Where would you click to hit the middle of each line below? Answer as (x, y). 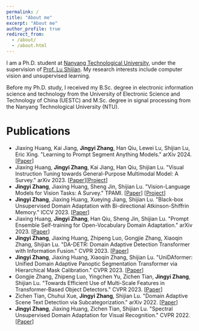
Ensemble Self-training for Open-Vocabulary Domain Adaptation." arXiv (104, 225)
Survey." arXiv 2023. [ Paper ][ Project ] (61, 180)
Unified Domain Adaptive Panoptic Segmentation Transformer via (96, 263)
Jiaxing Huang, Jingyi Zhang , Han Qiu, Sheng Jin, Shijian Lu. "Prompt (102, 218)
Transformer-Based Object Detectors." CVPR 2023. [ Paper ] (89, 289)
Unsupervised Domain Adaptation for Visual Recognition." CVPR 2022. (103, 315)
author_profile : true (33, 29)
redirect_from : (25, 34)
